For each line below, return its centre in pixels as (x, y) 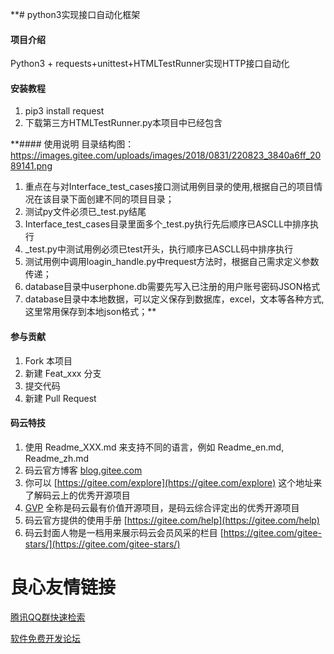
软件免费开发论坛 (45, 638)
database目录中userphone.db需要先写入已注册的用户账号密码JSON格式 (172, 287)
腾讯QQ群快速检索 (48, 617)
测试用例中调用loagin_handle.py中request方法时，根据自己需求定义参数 (172, 262)
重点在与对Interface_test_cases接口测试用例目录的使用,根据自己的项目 (169, 187)
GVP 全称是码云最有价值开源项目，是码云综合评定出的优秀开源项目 (162, 507)
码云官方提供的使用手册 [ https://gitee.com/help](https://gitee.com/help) (172, 520)
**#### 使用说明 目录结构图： (72, 144)
